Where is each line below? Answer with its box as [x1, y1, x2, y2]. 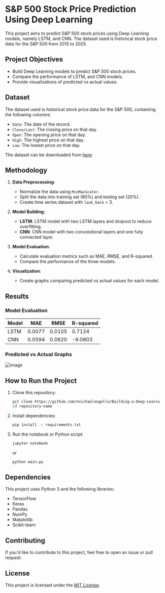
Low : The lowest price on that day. [12, 142, 81, 148]
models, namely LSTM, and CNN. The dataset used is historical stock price [5, 36, 158, 42]
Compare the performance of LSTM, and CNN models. [12, 73, 123, 80]
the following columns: [5, 111, 51, 117]
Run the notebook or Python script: [12, 431, 84, 437]
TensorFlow [12, 496, 36, 502]
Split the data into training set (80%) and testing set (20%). [19, 194, 140, 200]
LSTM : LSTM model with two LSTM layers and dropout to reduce [19, 219, 152, 225]
